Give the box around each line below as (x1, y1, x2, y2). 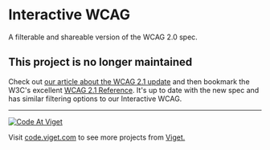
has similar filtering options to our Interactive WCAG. (8, 94, 182, 103)
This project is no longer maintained (8, 55, 193, 69)
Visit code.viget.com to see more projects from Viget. (8, 132, 186, 142)
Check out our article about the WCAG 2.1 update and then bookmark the (8, 76, 251, 86)
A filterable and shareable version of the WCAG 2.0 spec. (8, 32, 198, 42)
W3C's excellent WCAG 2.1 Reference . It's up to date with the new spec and (8, 85, 260, 95)
